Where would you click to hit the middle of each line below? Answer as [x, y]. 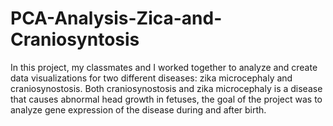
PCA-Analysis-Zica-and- [116, 18]
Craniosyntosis [75, 39]
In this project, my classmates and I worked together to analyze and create [164, 67]
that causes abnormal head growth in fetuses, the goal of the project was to [166, 99]
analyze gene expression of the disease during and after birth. [138, 109]
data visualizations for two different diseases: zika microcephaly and [151, 78]
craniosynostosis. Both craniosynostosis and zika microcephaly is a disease [166, 88]
